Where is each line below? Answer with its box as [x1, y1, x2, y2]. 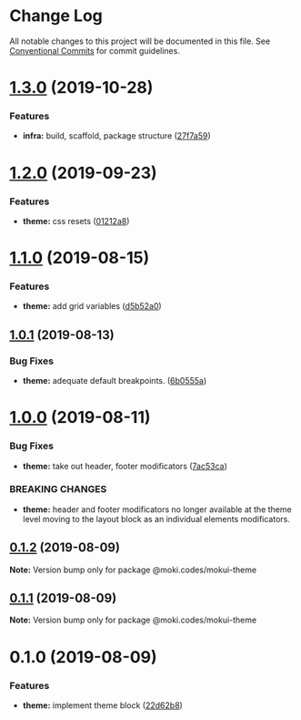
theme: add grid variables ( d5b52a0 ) [22, 301, 162, 312]
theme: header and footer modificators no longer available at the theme [22, 503, 293, 515]
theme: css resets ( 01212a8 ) [22, 215, 130, 226]
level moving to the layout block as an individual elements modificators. [22, 513, 291, 524]
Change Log [9, 5, 103, 26]
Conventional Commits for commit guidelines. [9, 45, 180, 56]
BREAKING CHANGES [9, 483, 107, 496]
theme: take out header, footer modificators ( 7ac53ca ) [22, 460, 227, 471]
